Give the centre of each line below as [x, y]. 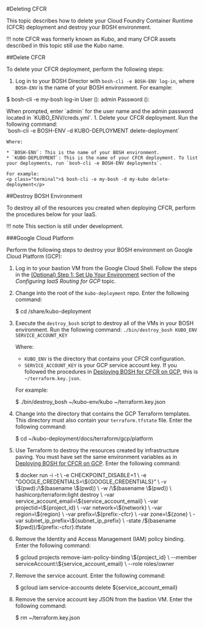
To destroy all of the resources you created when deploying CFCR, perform [101, 208]
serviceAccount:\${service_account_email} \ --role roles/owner [95, 564]
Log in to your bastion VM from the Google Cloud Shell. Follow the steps [106, 268]
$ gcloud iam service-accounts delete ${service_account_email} [97, 587]
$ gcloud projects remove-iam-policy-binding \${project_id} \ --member [106, 557]
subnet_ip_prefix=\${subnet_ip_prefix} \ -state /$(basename [100, 521]
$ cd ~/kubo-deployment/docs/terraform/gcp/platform [84, 438]
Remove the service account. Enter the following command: [90, 576]
